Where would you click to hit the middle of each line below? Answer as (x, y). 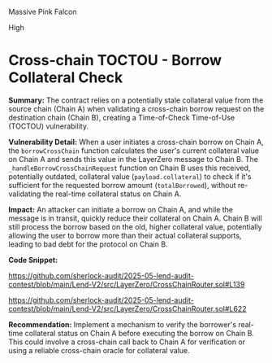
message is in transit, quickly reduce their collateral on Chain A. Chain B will (135, 218)
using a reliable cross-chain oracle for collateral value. (99, 350)
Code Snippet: (33, 260)
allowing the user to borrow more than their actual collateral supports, (125, 235)
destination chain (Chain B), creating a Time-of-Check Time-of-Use (122, 117)
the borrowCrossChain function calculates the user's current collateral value (134, 151)
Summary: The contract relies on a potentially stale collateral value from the (136, 100)
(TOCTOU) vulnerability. (49, 126)
